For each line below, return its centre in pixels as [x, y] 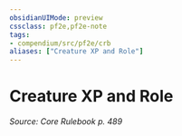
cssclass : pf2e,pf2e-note [58, 26]
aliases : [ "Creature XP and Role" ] [77, 52]
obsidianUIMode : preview [56, 18]
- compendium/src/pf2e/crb [60, 43]
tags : [19, 34]
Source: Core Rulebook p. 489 [66, 121]
